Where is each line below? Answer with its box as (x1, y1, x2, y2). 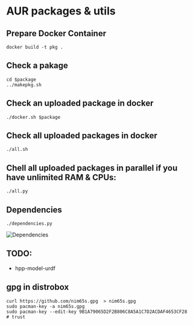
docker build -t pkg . (6, 44, 63, 50)
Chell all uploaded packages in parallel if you (6, 163, 178, 173)
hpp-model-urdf (14, 264, 55, 272)
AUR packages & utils (6, 4, 116, 18)
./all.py (6, 188, 28, 194)
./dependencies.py (6, 221, 52, 227)
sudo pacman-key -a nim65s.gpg (6, 303, 85, 309)
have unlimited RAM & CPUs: (6, 172, 116, 182)
